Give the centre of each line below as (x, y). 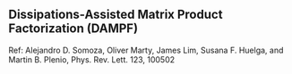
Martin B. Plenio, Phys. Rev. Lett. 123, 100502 (92, 59)
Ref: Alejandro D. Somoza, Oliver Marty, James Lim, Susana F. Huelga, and (146, 50)
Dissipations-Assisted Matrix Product (116, 15)
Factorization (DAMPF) (73, 29)
